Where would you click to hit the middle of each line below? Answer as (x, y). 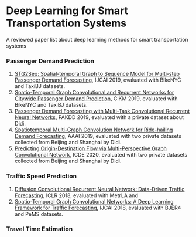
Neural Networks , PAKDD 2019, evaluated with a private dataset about (99, 117)
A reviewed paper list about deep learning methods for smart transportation (97, 39)
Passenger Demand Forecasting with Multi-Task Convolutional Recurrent (102, 111)
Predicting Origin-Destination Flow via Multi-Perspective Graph (90, 148)
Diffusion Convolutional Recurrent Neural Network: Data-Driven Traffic (99, 189)
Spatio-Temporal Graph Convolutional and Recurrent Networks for (94, 93)
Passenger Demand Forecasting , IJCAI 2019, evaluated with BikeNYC (98, 80)
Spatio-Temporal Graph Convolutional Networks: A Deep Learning (94, 201)
